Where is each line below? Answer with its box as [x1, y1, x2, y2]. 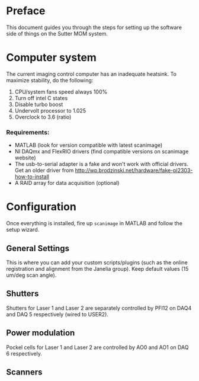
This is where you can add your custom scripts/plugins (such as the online [6, 259, 188, 266]
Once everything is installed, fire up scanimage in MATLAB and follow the [6, 220, 182, 227]
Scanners [6, 367, 43, 377]
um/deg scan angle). [6, 271, 57, 278]
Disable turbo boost [14, 101, 63, 108]
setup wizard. [6, 226, 40, 233]
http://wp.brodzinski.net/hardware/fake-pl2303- [75, 167, 193, 174]
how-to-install [14, 173, 49, 180]
